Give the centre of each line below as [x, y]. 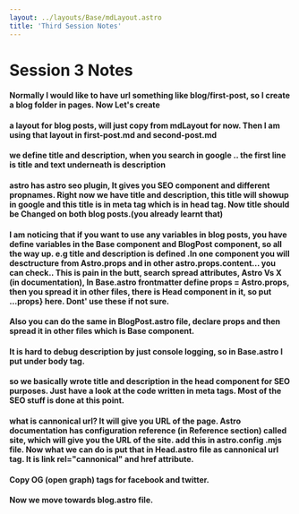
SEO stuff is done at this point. [67, 400]
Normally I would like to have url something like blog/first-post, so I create [150, 96]
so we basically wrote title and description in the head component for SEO [150, 381]
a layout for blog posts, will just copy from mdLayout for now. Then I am [145, 125]
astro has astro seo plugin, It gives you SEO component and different [140, 185]
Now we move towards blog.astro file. [81, 500]
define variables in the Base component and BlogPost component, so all [145, 244]
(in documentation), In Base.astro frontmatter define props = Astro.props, [149, 282]
